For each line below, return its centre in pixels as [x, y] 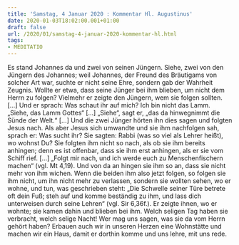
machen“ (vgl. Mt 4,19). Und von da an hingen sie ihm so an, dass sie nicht [117, 166]
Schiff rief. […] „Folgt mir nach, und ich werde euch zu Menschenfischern [115, 158]
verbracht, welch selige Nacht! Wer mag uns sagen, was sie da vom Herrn [117, 219]
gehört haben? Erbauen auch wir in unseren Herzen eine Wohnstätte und [115, 226]
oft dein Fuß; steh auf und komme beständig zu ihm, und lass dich [105, 196]
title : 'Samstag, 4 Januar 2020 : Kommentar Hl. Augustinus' [100, 14]
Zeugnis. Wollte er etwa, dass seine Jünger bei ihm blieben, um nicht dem [116, 90]
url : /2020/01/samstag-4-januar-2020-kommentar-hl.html [92, 34]
